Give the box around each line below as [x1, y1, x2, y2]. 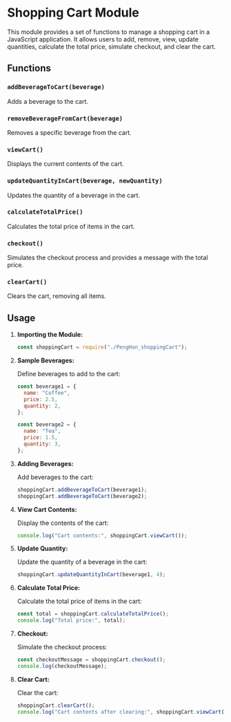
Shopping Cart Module [7, 5, 139, 21]
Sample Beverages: [17, 356, 74, 364]
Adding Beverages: [17, 459, 74, 468]
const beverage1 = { [17, 383, 77, 390]
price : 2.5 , [23, 396, 58, 402]
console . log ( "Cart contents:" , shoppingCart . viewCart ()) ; [17, 532, 188, 539]
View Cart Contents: [17, 505, 77, 513]
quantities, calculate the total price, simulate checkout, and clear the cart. [7, 42, 216, 50]
